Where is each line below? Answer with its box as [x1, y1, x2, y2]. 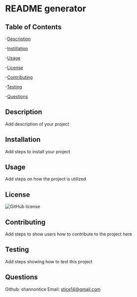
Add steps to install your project [5, 148, 70, 154]
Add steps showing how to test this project [5, 258, 93, 264]
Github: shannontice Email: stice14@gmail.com [5, 286, 101, 292]
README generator [5, 3, 86, 14]
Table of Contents [5, 23, 62, 31]
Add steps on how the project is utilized [5, 176, 86, 182]
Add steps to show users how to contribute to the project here [5, 231, 133, 237]
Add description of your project [5, 121, 69, 127]
